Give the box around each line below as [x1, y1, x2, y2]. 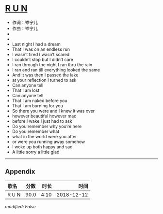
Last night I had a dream [12, 41, 61, 47]
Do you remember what [12, 128, 60, 134]
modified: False [5, 203, 36, 209]
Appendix [5, 168, 35, 176]
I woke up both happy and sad [12, 143, 73, 150]
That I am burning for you [12, 102, 63, 109]
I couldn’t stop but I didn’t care [12, 57, 74, 62]
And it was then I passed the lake [12, 72, 79, 78]
